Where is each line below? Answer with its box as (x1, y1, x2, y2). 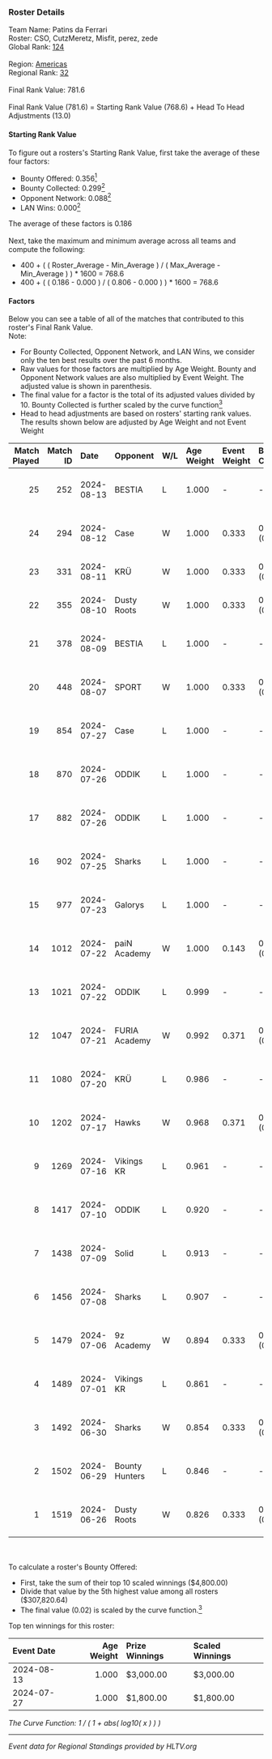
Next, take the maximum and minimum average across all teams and (8, 236, 236, 245)
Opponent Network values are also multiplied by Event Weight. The (19, 373, 244, 382)
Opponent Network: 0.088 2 (19, 191, 112, 203)
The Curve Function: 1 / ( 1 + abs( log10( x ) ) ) (8, 1718, 161, 1727)
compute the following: (8, 245, 85, 254)
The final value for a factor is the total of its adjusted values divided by (19, 390, 255, 399)
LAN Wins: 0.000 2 (19, 202, 81, 213)
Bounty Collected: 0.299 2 (19, 181, 105, 193)
